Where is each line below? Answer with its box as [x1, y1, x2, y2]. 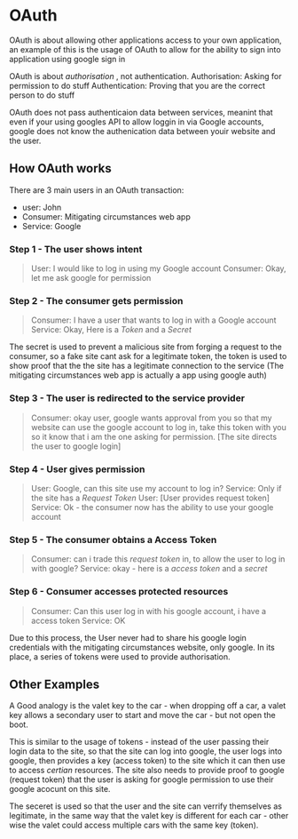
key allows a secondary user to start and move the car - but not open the [9, 710, 277, 721]
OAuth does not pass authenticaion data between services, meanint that [9, 107, 273, 117]
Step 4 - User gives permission [9, 463, 145, 475]
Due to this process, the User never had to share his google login [9, 632, 247, 643]
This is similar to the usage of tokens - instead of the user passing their [9, 737, 270, 747]
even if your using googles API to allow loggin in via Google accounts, [9, 116, 264, 127]
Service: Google [21, 220, 82, 231]
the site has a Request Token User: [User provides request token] [30, 492, 271, 503]
